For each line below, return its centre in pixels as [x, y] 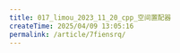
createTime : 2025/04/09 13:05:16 [72, 26]
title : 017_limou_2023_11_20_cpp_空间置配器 [90, 18]
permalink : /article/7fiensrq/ [68, 34]
